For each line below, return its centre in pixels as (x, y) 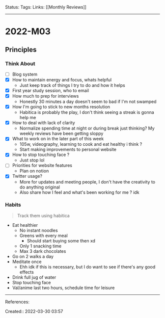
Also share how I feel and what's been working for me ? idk (79, 192)
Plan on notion (34, 171)
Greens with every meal (43, 236)
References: (17, 302)
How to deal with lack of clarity (43, 123)
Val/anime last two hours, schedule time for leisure (63, 288)
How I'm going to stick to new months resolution (61, 107)
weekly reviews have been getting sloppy (61, 133)
